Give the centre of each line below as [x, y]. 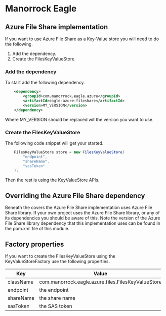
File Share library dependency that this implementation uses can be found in [83, 223]
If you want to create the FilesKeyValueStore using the [60, 256]
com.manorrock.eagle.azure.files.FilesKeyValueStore [101, 282]
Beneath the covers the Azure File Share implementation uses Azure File [79, 208]
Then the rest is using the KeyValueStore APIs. [52, 180]
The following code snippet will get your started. [54, 143]
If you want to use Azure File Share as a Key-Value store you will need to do [82, 39]
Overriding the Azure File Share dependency [75, 195]
